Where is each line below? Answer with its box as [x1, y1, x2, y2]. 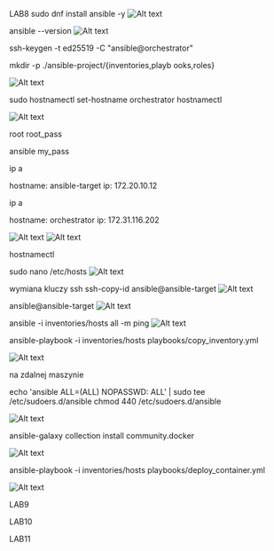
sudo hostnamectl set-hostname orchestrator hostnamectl [9, 94, 223, 105]
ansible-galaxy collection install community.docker [9, 430, 195, 441]
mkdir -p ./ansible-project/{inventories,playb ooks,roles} [9, 60, 215, 70]
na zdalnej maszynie [9, 369, 84, 380]
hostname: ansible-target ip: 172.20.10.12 [9, 180, 158, 191]
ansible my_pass [9, 146, 70, 156]
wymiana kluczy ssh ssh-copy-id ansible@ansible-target [9, 284, 217, 294]
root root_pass [9, 129, 62, 139]
